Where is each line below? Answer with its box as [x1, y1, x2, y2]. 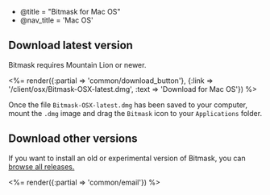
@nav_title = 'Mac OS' [19, 15, 94, 25]
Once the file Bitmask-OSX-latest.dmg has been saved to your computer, [8, 100, 248, 110]
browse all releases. [8, 161, 75, 172]
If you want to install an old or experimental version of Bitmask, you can [8, 153, 246, 163]
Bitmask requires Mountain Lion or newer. [8, 60, 147, 69]
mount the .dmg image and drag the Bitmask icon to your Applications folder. [8, 108, 263, 118]
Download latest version [8, 39, 133, 52]
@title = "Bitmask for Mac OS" [19, 7, 121, 16]
